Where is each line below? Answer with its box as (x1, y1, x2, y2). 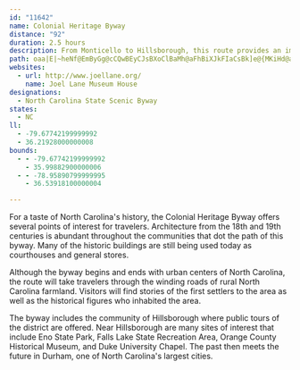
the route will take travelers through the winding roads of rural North (9, 276, 261, 287)
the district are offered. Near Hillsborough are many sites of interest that (9, 323, 275, 333)
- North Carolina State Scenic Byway (17, 96, 158, 105)
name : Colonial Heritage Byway (9, 21, 126, 30)
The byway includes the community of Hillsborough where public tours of (9, 313, 279, 324)
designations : (9, 88, 62, 97)
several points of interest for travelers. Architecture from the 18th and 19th (9, 221, 281, 232)
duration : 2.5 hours (9, 38, 87, 47)
